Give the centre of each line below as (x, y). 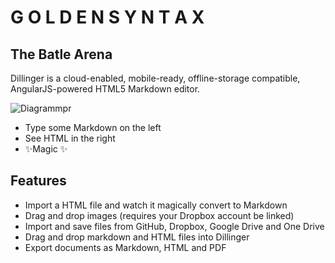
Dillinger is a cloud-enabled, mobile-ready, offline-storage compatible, (155, 78)
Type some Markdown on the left (93, 127)
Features (38, 181)
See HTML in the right (70, 138)
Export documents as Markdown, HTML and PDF (125, 247)
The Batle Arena (61, 54)
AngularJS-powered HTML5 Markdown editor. (105, 89)
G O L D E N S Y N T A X (107, 17)
